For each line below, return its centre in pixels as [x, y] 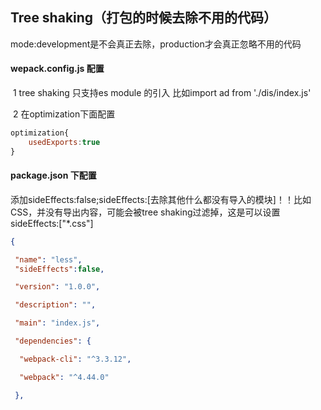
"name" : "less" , [48, 259]
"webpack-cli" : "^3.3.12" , [75, 359]
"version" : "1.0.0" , [57, 287]
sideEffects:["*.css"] [52, 223]
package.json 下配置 [53, 175]
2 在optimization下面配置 [64, 114]
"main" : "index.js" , [57, 323]
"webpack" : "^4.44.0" [64, 377]
